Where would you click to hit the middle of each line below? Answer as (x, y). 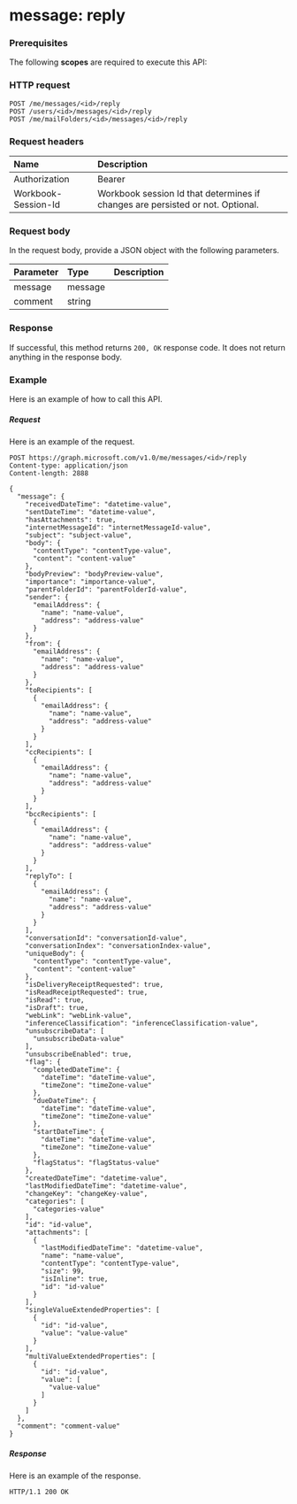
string (79, 302)
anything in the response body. (65, 357)
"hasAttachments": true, (71, 520)
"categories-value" (68, 1209)
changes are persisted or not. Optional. (178, 204)
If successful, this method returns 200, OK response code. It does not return (147, 347)
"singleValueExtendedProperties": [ (93, 1310)
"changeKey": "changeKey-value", (87, 1193)
